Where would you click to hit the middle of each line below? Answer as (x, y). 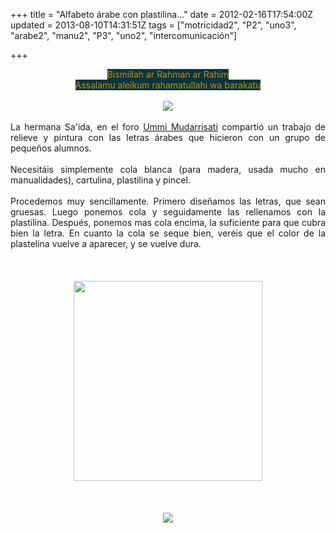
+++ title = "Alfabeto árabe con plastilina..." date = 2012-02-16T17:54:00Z (162, 14)
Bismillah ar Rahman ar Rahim (168, 74)
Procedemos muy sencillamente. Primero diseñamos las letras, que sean (168, 201)
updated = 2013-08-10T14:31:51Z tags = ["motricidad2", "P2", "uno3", (153, 25)
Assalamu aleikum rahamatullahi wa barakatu (168, 85)
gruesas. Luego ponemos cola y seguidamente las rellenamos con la (168, 212)
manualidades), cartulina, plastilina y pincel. (100, 180)
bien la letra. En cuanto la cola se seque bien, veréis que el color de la (168, 233)
